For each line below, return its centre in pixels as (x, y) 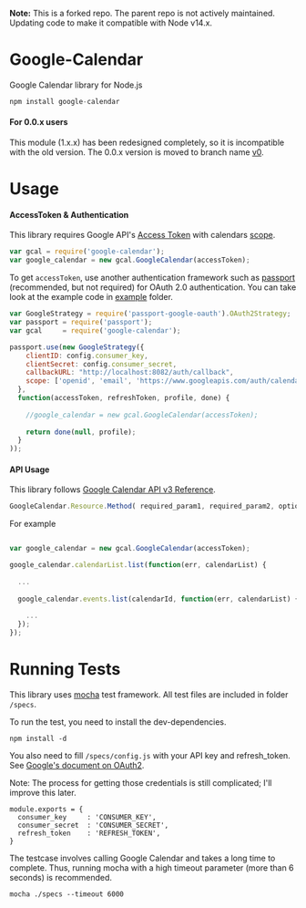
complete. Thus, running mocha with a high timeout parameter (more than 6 (152, 867)
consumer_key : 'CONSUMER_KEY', (87, 817)
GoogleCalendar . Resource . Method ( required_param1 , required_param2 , (142, 506)
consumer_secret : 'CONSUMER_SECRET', (93, 825)
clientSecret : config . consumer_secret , (102, 364)
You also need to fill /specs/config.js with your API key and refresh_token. (150, 755)
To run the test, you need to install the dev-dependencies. (118, 722)
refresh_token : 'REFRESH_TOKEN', (89, 833)
